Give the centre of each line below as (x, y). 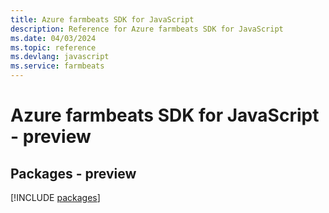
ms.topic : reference (53, 47)
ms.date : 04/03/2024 (53, 38)
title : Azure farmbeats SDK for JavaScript (102, 19)
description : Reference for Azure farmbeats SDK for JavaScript (147, 29)
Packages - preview (73, 173)
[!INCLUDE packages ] (55, 197)
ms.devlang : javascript (60, 57)
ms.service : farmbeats (57, 66)
